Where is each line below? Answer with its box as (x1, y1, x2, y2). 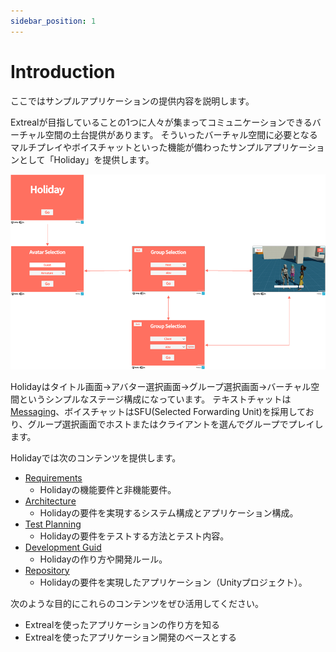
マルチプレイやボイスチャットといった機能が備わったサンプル (10, 141, 265, 153)
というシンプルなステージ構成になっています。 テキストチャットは (18, 393, 292, 405)
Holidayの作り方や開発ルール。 (39, 553, 168, 565)
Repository (24, 564, 70, 576)
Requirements (24, 471, 83, 484)
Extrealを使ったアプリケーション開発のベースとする (24, 631, 237, 643)
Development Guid (24, 541, 102, 553)
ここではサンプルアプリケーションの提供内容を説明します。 (10, 95, 255, 107)
